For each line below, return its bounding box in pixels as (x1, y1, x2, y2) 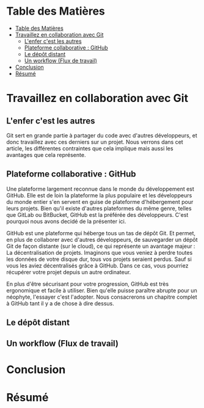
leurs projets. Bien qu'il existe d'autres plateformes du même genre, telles (6, 205, 192, 212)
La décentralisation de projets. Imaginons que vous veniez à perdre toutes (6, 249, 193, 256)
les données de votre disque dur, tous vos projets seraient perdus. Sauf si (6, 255, 192, 263)
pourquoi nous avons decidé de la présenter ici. (6, 217, 126, 225)
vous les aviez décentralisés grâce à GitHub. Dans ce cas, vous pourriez (6, 261, 189, 269)
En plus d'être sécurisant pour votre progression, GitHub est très (6, 280, 169, 288)
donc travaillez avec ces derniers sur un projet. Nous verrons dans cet (6, 138, 183, 145)
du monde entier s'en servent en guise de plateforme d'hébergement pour (6, 198, 194, 205)
